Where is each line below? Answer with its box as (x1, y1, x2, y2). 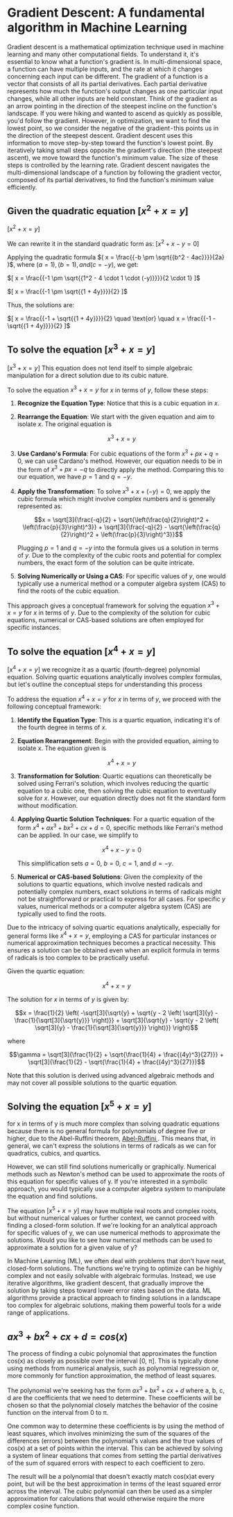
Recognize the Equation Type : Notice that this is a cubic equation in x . (17, 399, 220, 407)
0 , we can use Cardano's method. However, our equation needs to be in (17, 457, 223, 465)
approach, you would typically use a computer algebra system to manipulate (7, 1184, 226, 1193)
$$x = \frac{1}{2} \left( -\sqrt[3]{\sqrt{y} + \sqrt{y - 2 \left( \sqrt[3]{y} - (15, 1008, 218, 1016)
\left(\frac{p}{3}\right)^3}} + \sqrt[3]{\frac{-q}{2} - (22, 523, 168, 531)
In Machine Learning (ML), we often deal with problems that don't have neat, (7, 1257, 226, 1265)
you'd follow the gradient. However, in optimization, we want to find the (7, 116, 211, 124)
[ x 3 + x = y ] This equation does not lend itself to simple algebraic (7, 362, 193, 372)
